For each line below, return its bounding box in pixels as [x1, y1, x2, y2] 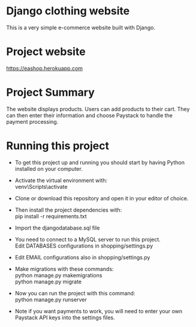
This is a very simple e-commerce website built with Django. [6, 24, 156, 31]
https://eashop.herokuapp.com [6, 65, 83, 72]
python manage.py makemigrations [14, 271, 102, 279]
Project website [6, 45, 86, 59]
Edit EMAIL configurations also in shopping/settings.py [14, 253, 150, 261]
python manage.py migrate [14, 278, 82, 285]
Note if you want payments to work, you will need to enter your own [14, 307, 183, 314]
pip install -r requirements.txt [14, 212, 87, 219]
